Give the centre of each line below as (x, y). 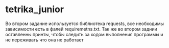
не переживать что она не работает (44, 40)
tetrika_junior (35, 9)
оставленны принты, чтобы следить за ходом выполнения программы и (84, 34)
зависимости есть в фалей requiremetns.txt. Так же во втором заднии (81, 29)
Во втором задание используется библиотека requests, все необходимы (85, 23)
